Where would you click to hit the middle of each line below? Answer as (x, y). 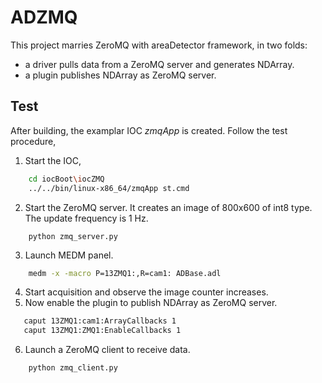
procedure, (33, 141)
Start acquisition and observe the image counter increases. (146, 292)
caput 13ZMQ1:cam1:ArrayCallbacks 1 (100, 321)
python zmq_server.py (73, 236)
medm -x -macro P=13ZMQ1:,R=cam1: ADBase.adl (125, 273)
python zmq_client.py (73, 368)
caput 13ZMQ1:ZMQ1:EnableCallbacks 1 (102, 331)
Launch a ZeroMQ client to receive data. (107, 350)
